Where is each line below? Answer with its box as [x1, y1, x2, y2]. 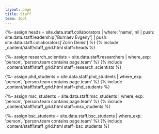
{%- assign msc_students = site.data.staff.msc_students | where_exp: [5, 93, 144, 99]
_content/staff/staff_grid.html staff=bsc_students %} [5, 123, 110, 129]
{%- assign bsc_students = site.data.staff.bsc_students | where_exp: [5, 113, 142, 119]
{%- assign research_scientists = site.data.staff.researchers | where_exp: [5, 54, 151, 60]
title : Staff [5, 12, 32, 16]
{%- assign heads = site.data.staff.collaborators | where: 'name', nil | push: [5, 30, 154, 35]
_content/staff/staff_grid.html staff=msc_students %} [5, 104, 111, 109]
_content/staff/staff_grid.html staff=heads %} [5, 45, 95, 51]
